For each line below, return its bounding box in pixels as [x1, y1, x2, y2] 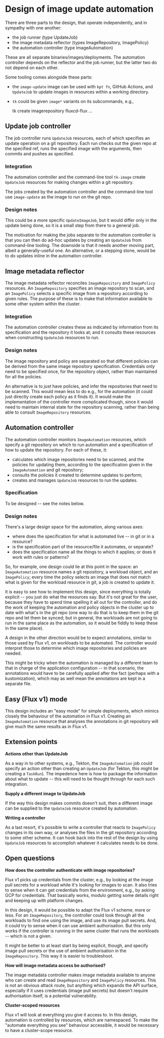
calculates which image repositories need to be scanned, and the [12, 456, 144, 462]
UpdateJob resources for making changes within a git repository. [5, 179, 134, 185]
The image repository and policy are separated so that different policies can [5, 358, 158, 364]
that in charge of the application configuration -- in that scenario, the [5, 665, 144, 671]
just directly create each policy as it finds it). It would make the [5, 394, 131, 399]
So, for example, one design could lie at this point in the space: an [5, 564, 138, 569]
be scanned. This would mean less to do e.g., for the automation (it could [5, 388, 153, 394]
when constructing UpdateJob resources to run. [5, 335, 99, 341]
